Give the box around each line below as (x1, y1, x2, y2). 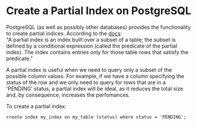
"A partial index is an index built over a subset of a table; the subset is (6, 36, 176, 43)
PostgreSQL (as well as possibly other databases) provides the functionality (6, 24, 191, 31)
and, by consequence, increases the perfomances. (6, 91, 130, 98)
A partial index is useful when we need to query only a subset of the (6, 66, 172, 73)
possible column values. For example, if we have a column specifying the (6, 72, 185, 79)
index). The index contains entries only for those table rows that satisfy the (6, 48, 189, 55)
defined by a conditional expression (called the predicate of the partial (6, 42, 177, 49)
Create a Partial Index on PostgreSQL (6, 4, 192, 18)
